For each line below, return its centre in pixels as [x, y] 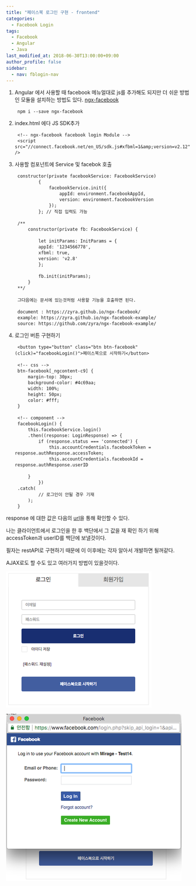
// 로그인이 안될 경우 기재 [66, 495]
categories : [20, 18]
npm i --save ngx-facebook [50, 112]
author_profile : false [34, 62]
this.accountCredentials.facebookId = [96, 459]
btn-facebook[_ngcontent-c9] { [55, 371]
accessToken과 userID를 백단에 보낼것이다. [56, 538]
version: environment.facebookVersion [106, 200]
